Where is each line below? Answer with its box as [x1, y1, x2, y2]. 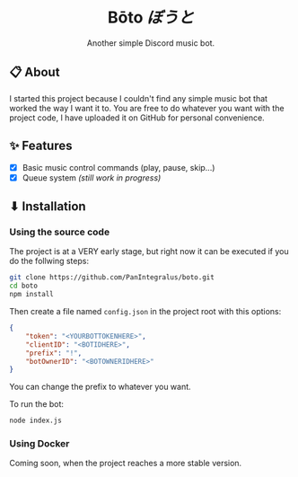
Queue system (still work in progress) [22, 172, 162, 183]
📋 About [9, 65, 60, 80]
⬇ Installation [9, 199, 87, 215]
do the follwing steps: [9, 256, 90, 267]
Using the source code [9, 225, 110, 238]
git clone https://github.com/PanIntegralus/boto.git [9, 273, 215, 282]
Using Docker [9, 437, 70, 450]
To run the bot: [9, 399, 65, 410]
